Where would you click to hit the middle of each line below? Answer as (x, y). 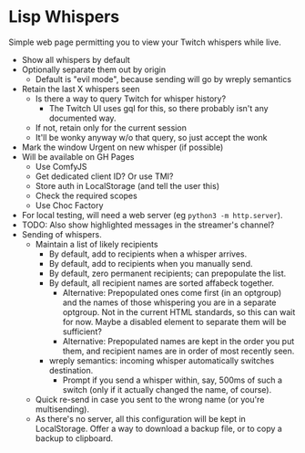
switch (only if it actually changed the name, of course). (167, 389)
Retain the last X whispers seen (81, 89)
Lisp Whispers (64, 17)
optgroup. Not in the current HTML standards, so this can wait (179, 311)
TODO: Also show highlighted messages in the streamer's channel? (148, 225)
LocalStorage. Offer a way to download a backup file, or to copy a (159, 428)
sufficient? (82, 332)
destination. (71, 370)
